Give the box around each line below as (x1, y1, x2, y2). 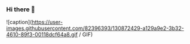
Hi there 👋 (6, 5, 36, 13)
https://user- (32, 19, 63, 26)
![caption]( (6, 19, 32, 26)
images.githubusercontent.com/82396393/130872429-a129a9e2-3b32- (6, 25, 184, 32)
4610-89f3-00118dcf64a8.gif (6, 31, 78, 38)
